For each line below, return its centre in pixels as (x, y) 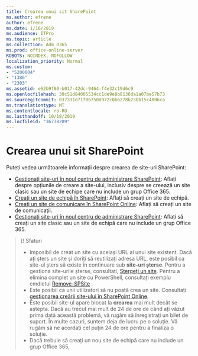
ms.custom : (20, 67)
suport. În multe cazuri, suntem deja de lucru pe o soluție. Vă (103, 322)
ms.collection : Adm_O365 (37, 45)
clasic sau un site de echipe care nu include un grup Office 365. (92, 192)
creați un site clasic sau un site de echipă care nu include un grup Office (103, 223)
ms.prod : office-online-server (45, 50)
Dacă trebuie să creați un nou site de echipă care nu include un (106, 341)
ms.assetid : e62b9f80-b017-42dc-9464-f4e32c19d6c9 (70, 89)
